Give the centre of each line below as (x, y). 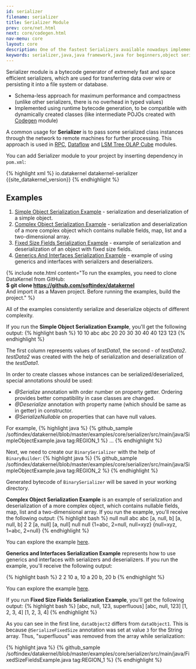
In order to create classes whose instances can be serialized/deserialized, (95, 374)
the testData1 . (23, 363)
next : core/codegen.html (36, 33)
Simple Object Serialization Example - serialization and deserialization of (101, 212)
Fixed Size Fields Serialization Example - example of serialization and (97, 243)
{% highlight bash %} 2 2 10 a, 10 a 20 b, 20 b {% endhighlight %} (85, 577)
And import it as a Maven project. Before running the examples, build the (93, 292)
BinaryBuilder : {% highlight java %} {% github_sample (72, 458)
